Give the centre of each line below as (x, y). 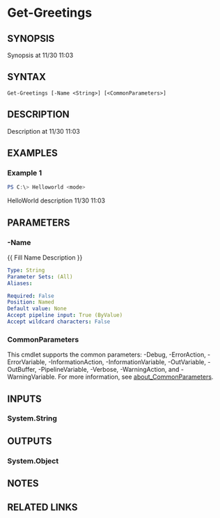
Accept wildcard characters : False (59, 322)
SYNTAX (27, 77)
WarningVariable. (32, 377)
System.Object (33, 461)
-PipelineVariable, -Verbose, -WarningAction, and (109, 370)
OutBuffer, (22, 370)
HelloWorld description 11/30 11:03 (56, 201)
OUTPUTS (30, 441)
